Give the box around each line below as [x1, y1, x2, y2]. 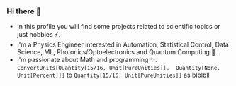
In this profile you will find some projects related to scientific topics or [16, 23, 220, 31]
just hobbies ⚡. [16, 30, 61, 39]
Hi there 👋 [6, 6, 42, 16]
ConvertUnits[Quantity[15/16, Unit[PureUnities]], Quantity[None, [16, 65, 220, 72]
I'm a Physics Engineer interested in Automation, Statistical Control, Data [16, 40, 230, 49]
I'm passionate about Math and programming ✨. [16, 56, 157, 64]
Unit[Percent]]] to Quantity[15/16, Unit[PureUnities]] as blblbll [16, 70, 210, 80]
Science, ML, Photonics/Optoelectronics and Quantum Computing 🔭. [16, 48, 218, 56]
